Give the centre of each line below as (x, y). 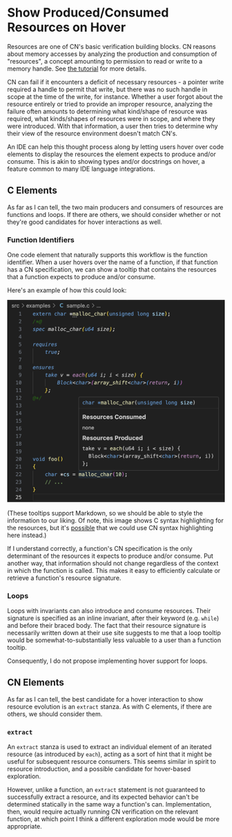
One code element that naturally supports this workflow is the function (108, 255)
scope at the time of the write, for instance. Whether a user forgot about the (115, 96)
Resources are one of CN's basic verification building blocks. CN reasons (112, 46)
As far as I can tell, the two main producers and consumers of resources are (115, 207)
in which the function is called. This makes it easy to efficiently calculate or (114, 570)
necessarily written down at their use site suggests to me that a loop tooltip (114, 632)
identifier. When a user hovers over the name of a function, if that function (113, 262)
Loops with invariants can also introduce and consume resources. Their (109, 610)
